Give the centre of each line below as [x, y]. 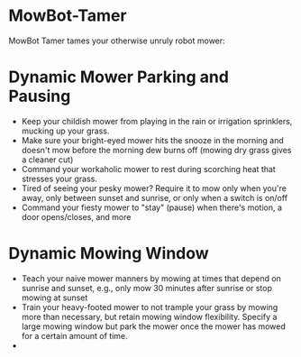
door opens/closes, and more [76, 216]
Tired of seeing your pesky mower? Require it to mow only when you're [154, 188]
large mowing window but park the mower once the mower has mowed [153, 326]
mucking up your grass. [65, 131]
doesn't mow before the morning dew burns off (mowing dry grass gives [156, 150]
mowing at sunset [55, 297]
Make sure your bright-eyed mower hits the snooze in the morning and [153, 140]
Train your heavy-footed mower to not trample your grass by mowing [150, 307]
